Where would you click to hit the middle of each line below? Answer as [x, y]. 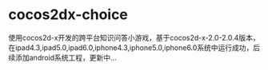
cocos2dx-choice [68, 15]
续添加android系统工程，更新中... [63, 57]
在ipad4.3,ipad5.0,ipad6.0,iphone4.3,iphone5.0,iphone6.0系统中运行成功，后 [134, 47]
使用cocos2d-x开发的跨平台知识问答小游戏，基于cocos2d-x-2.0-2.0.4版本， [134, 37]
